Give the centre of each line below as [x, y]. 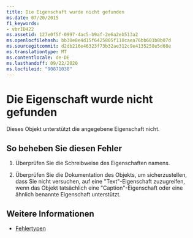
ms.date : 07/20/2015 [33, 18]
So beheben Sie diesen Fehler [64, 148]
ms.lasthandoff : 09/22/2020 [42, 63]
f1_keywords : [23, 23]
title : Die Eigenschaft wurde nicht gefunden [65, 12]
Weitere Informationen [51, 214]
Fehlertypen [30, 228]
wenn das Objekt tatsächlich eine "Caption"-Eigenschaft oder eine [99, 188]
